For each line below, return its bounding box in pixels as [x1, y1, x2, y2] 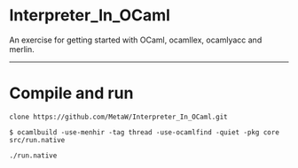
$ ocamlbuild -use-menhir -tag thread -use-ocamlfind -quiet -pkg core [9, 127, 279, 137]
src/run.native [9, 135, 66, 144]
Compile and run [9, 83, 134, 103]
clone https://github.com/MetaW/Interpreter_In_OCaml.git [9, 112, 228, 121]
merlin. [9, 43, 35, 54]
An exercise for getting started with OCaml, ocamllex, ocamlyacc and [9, 34, 263, 45]
